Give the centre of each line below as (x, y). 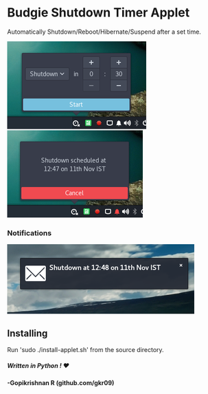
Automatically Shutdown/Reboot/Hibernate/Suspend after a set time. (104, 32)
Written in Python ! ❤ (38, 365)
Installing (27, 333)
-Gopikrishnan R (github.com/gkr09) (61, 383)
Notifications (30, 233)
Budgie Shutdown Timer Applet (99, 13)
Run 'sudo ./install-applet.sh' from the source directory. (85, 350)
